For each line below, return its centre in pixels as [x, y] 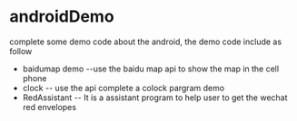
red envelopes [49, 107]
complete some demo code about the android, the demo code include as [146, 42]
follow [21, 51]
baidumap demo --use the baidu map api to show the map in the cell [151, 69]
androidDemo [62, 17]
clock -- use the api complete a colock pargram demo [124, 88]
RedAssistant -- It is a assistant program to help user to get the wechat [155, 98]
